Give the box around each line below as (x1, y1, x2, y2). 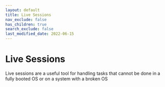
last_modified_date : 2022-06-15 (5, 31, 74, 36)
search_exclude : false (5, 27, 54, 32)
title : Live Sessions (5, 12, 52, 17)
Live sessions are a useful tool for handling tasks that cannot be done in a (5, 70, 160, 76)
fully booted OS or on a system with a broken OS (5, 75, 108, 82)
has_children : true (5, 21, 47, 27)
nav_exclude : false (5, 17, 47, 22)
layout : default (5, 7, 40, 13)
